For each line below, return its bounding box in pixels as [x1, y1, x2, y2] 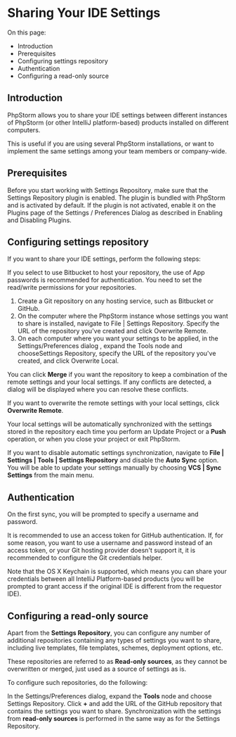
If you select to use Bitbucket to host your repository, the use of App [7, 269, 205, 277]
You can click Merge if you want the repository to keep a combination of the [7, 371, 228, 379]
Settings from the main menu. [7, 471, 95, 480]
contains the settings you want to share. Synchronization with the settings [7, 707, 221, 715]
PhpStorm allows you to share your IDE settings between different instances [7, 110, 228, 119]
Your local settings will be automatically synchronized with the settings [7, 420, 212, 428]
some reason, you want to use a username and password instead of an [7, 539, 213, 547]
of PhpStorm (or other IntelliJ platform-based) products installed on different [7, 118, 229, 127]
